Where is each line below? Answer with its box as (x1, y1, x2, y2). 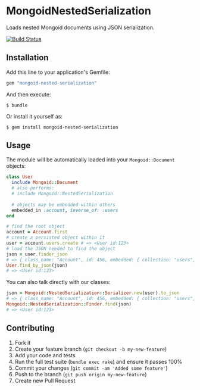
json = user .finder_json (6, 251, 68, 257)
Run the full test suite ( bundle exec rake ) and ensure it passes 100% (14, 358, 183, 365)
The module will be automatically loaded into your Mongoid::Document (6, 156, 176, 163)
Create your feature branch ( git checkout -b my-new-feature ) (14, 345, 167, 352)
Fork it (14, 339, 31, 346)
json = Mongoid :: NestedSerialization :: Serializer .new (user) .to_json (6, 290, 180, 296)
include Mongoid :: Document (11, 180, 79, 186)
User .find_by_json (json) (6, 262, 68, 269)
